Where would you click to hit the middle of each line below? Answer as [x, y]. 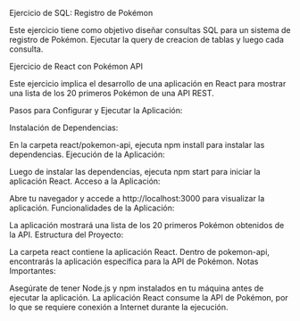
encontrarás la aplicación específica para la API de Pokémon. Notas [134, 261]
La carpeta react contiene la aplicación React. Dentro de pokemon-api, [140, 252]
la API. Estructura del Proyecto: [67, 235]
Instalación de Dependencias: [64, 128]
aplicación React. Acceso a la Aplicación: [85, 181]
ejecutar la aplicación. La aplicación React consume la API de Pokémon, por [149, 297]
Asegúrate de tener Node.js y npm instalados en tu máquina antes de [137, 288]
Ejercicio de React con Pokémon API [76, 66]
